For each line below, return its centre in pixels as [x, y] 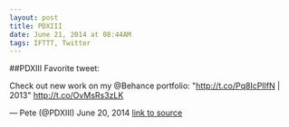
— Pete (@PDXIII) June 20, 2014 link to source [96, 113]
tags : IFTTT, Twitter [50, 43]
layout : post [34, 18]
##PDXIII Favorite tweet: [54, 68]
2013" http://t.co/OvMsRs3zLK [67, 95]
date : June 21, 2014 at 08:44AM [70, 34]
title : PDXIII [36, 26]
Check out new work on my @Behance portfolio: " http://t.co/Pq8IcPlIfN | [145, 86]
